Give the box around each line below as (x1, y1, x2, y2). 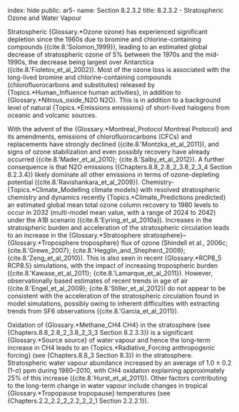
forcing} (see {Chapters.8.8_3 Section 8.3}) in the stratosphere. (7, 351, 193, 359)
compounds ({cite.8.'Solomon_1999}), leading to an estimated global (7, 43, 208, 51)
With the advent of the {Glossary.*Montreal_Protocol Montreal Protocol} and (7, 125, 233, 133)
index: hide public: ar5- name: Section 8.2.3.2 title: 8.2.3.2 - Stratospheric (7, 6, 224, 14)
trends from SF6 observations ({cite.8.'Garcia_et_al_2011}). (7, 307, 179, 315)
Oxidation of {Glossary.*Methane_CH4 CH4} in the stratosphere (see (7, 321, 210, 329)
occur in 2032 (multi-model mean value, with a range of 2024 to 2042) (7, 208, 216, 216)
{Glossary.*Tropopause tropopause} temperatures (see (7, 389, 171, 397)
